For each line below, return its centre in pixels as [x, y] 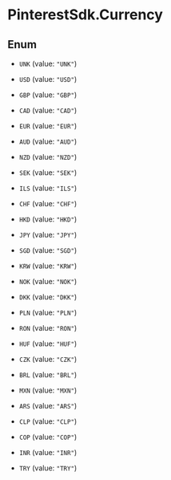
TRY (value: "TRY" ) [48, 468]
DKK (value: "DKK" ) [48, 297]
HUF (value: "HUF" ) [48, 344]
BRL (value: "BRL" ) [48, 374]
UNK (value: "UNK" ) [48, 63]
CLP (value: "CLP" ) [48, 421]
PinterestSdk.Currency [85, 15]
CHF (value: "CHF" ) [48, 203]
